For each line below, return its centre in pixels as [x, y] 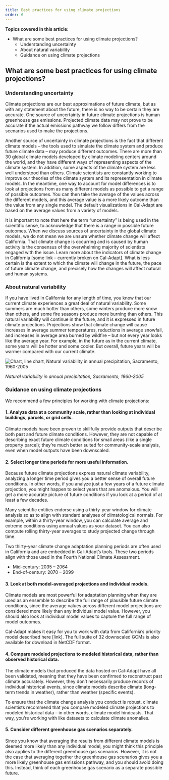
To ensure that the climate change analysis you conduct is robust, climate [82, 702]
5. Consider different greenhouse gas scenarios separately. [69, 729]
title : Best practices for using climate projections [63, 10]
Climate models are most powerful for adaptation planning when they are [81, 595]
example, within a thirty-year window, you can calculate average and [77, 520]
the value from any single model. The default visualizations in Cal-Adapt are [84, 205]
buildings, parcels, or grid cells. [39, 418]
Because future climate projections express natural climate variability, [77, 473]
